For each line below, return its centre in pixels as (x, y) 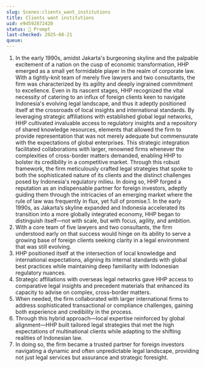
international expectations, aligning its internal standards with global (101, 260)
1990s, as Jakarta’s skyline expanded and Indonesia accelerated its (100, 208)
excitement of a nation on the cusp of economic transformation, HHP (102, 64)
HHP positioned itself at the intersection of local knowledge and (95, 253)
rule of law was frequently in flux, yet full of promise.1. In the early (98, 201)
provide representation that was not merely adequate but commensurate (107, 136)
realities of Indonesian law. (49, 338)
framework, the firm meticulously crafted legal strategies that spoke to (104, 168)
